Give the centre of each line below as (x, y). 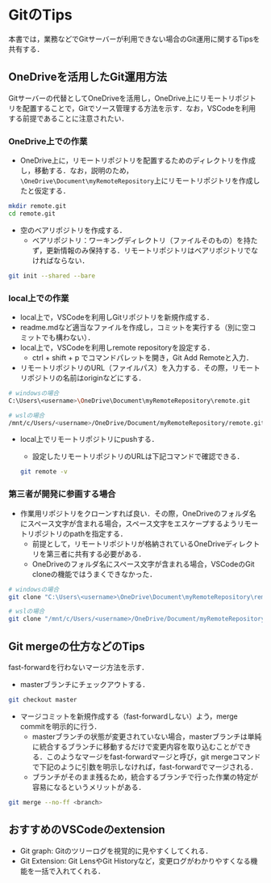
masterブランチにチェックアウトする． (85, 684)
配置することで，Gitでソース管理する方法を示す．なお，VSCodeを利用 (139, 108)
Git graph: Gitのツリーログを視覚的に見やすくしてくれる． (116, 851)
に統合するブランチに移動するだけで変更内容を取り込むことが (135, 746)
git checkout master (43, 699)
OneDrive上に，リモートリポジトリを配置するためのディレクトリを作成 (138, 160)
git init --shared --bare (52, 276)
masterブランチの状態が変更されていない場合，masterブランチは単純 (147, 737)
